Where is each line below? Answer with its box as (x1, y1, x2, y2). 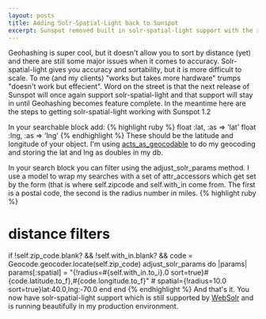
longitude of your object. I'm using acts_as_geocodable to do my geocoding (8, 140, 256, 149)
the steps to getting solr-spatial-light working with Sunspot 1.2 (8, 107, 211, 117)
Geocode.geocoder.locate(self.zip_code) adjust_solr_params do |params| (8, 259, 248, 269)
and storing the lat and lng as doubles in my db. (8, 148, 164, 157)
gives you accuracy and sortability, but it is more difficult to (48, 65, 242, 75)
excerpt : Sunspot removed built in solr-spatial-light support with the (8, 26, 253, 34)
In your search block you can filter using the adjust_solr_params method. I (8, 163, 249, 173)
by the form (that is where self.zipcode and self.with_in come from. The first (8, 180, 256, 190)
